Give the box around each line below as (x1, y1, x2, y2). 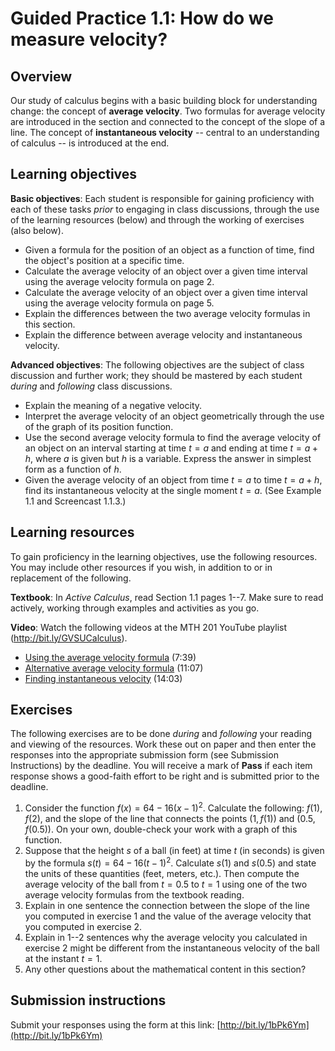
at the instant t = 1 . (24, 952, 103, 964)
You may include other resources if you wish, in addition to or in (10, 561, 273, 573)
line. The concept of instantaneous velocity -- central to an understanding (10, 127, 320, 138)
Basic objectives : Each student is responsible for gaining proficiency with (10, 192, 315, 204)
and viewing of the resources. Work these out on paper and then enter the (10, 738, 317, 751)
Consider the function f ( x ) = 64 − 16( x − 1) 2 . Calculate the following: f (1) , (24, 800, 323, 814)
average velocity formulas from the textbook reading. (24, 888, 245, 901)
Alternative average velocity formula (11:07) (24, 662, 204, 674)
